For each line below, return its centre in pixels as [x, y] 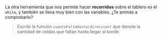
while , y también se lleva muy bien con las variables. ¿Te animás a [71, 12]
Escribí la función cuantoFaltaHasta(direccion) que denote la [79, 26]
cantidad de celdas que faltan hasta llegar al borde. [68, 32]
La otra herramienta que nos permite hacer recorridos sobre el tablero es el [81, 7]
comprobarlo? [19, 17]
